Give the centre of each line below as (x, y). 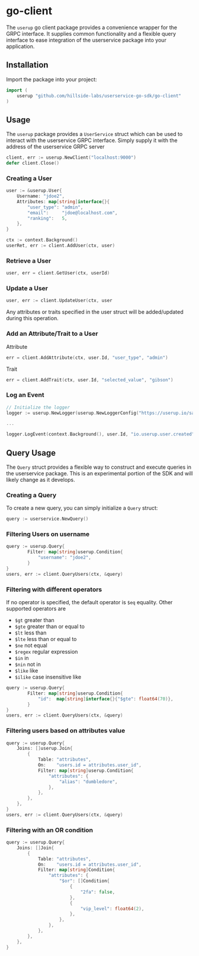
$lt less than (31, 633)
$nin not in (28, 664)
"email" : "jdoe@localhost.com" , (73, 213)
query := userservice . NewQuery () (47, 519)
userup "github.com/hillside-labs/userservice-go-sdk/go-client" (99, 96)
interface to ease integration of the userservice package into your (86, 40)
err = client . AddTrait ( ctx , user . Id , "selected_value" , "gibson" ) (90, 380)
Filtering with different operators (54, 589)
